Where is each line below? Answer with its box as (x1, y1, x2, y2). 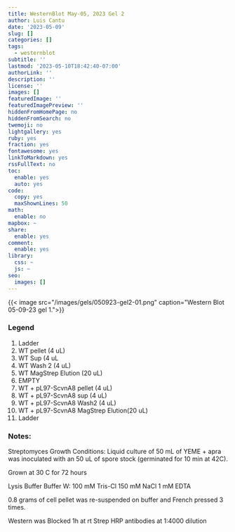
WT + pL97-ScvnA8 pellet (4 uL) (18, 384, 113, 392)
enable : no (14, 213, 46, 220)
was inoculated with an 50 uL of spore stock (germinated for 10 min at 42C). (8, 455, 229, 463)
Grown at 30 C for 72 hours (8, 469, 87, 477)
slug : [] (8, 30, 34, 37)
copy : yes (14, 194, 43, 201)
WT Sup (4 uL (18, 353, 59, 362)
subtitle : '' (8, 56, 46, 63)
